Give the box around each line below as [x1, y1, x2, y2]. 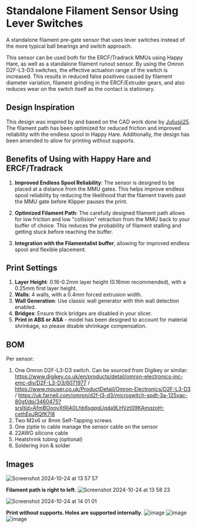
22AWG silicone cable [14, 429, 69, 436]
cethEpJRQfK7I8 [14, 410, 55, 418]
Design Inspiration [6, 102, 75, 113]
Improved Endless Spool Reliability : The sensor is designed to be [14, 179, 175, 186]
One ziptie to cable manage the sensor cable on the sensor [14, 423, 158, 431]
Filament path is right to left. [6, 486, 76, 493]
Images [6, 459, 34, 469]
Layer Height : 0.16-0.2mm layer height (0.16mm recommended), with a [14, 279, 186, 286]
